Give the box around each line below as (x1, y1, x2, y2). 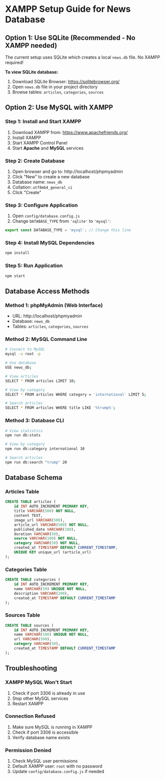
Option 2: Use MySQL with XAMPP (5, 103, 113, 112)
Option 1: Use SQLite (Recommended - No (5, 34, 135, 42)
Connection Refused (5, 713, 56, 720)
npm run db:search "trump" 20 (5, 460, 67, 465)
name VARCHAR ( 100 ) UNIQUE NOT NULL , (14, 632, 90, 637)
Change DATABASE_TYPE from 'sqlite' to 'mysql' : (12, 218, 111, 224)
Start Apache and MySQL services (12, 145, 84, 151)
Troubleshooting (5, 664, 58, 673)
